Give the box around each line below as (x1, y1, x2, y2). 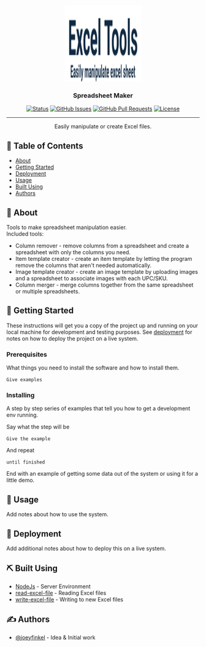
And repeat (6, 447, 35, 454)
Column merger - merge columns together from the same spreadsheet (15, 281, 194, 289)
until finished (6, 459, 45, 465)
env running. (6, 411, 39, 419)
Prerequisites (6, 350, 47, 358)
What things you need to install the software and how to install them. (6, 364, 180, 371)
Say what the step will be (6, 423, 70, 431)
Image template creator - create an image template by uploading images (15, 268, 198, 275)
